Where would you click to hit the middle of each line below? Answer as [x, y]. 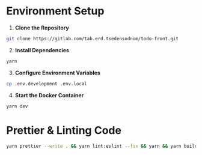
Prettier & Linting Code [64, 130]
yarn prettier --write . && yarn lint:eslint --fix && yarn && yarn [94, 146]
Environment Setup [55, 11]
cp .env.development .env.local [47, 84]
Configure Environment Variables [57, 73]
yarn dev [17, 106]
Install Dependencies [42, 50]
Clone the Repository [42, 28]
